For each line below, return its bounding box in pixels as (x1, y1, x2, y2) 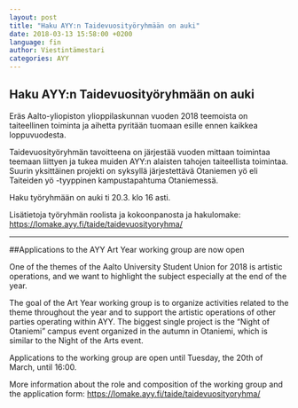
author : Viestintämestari (9, 46, 105, 55)
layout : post (9, 12, 58, 22)
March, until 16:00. (9, 361, 77, 373)
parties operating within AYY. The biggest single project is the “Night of (9, 316, 271, 326)
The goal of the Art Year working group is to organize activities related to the (9, 297, 289, 308)
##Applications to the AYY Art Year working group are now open (9, 244, 246, 255)
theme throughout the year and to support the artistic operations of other (9, 307, 277, 318)
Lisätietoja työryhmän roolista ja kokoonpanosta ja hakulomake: (9, 209, 241, 220)
